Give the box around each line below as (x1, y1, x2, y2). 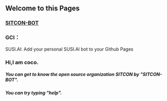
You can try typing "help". (5, 89, 62, 96)
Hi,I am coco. (5, 59, 39, 66)
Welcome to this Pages (5, 4, 80, 13)
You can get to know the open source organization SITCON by (5, 71, 139, 78)
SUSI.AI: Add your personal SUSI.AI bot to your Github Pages (5, 46, 134, 52)
